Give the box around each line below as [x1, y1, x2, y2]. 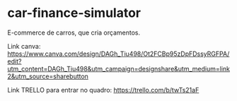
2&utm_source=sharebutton [7, 72, 88, 81]
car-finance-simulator [7, 5, 141, 21]
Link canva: [7, 42, 41, 50]
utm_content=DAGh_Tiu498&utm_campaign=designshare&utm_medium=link [7, 64, 230, 73]
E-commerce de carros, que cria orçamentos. [7, 28, 140, 37]
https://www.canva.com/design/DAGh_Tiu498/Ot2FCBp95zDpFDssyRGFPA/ [7, 49, 230, 58]
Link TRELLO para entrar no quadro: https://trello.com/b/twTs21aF [7, 85, 200, 94]
